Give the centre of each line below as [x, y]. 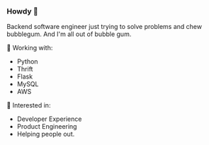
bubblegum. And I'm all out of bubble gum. [69, 34]
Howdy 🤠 [22, 11]
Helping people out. [46, 134]
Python [27, 62]
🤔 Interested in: [29, 105]
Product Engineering [47, 127]
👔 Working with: [30, 48]
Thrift [25, 69]
